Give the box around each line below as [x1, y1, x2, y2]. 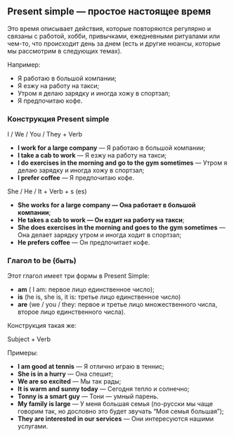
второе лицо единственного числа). [17, 308, 126, 316]
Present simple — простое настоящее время [7, 6, 212, 18]
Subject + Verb [7, 335, 51, 343]
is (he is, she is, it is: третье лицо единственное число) [17, 293, 181, 301]
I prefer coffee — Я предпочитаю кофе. [17, 174, 135, 182]
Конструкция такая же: [7, 322, 77, 330]
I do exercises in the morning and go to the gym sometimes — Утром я [17, 158, 228, 167]
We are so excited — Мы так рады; [17, 377, 122, 386]
